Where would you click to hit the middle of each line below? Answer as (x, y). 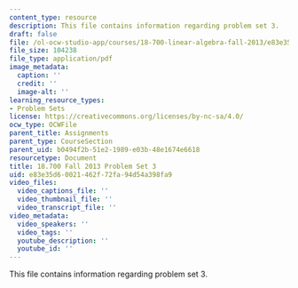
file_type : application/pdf (61, 59)
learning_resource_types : (57, 100)
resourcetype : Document (53, 158)
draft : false (33, 34)
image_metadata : (39, 68)
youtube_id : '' (45, 249)
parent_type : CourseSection (61, 141)
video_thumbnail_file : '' (65, 200)
